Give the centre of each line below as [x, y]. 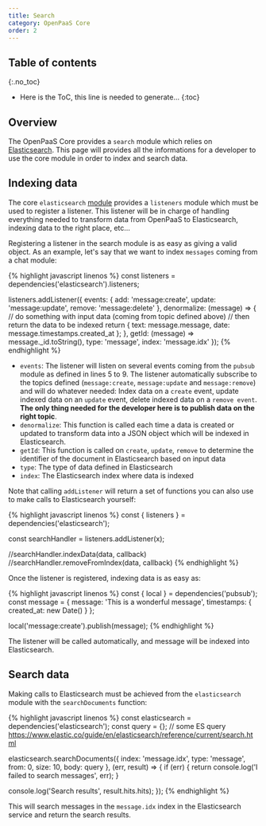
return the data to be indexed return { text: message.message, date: [119, 325]
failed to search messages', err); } [64, 775]
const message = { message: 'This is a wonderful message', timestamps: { [130, 602]
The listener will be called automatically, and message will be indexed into [129, 641]
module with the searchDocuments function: [78, 702]
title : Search [32, 16]
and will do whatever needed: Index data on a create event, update [129, 391]
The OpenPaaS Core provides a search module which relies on [110, 141]
